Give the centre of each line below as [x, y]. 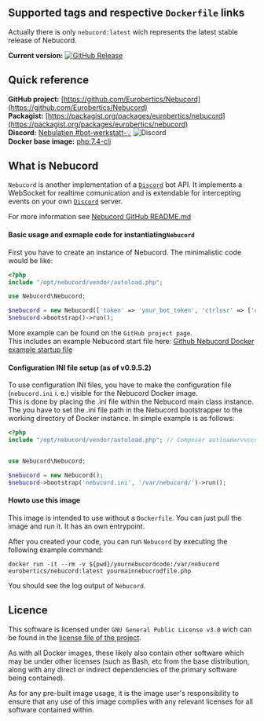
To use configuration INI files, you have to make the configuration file [120, 385]
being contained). [37, 678]
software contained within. [51, 709]
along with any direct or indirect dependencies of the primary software [123, 669]
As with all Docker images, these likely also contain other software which [126, 653]
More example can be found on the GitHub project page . [100, 333]
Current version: [36, 55]
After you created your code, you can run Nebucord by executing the [118, 541]
